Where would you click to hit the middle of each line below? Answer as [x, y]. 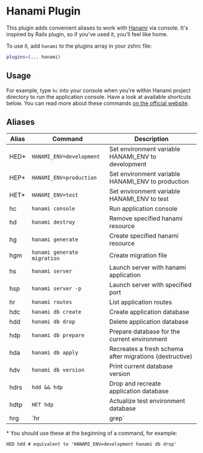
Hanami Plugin [43, 11]
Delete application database [149, 322]
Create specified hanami [144, 236]
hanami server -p [56, 289]
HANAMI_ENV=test [55, 195]
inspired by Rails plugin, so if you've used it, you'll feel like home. [87, 34]
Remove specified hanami [146, 218]
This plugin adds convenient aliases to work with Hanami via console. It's [97, 28]
